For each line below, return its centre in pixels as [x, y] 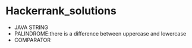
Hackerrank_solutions [61, 11]
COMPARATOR [32, 40]
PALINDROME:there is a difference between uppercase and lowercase [100, 33]
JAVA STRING [31, 27]
